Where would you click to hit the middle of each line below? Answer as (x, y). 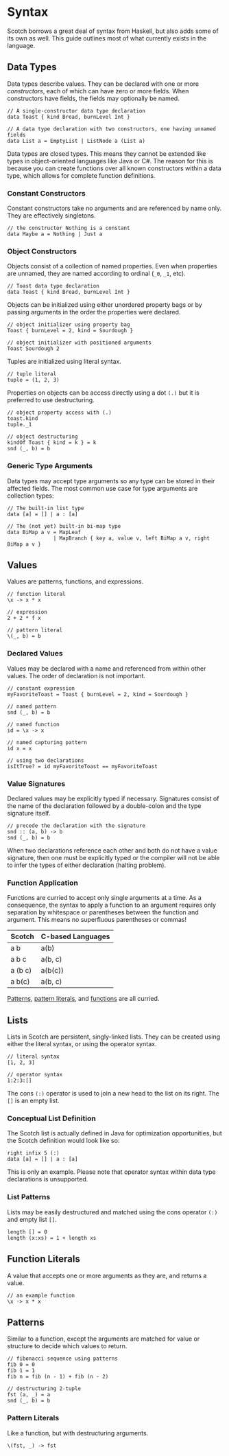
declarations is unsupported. (48, 1179)
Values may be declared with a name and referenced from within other (107, 668)
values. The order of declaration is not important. (76, 675)
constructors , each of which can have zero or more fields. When (98, 91)
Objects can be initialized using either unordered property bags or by (105, 305)
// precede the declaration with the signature (76, 826)
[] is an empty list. (33, 1101)
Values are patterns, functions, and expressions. (75, 581)
